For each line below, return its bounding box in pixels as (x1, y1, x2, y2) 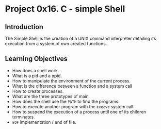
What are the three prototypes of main (12, 93, 89, 99)
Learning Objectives (5, 55, 68, 63)
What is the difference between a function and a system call (12, 83, 132, 89)
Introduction (5, 23, 44, 31)
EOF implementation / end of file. (12, 119, 77, 125)
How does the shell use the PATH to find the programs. (12, 98, 120, 104)
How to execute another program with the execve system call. (12, 103, 135, 110)
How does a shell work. (12, 67, 59, 73)
